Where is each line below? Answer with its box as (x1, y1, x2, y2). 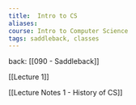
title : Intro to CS (8, 11, 79, 20)
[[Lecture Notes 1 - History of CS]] (8, 88, 123, 98)
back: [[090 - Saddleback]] (8, 57, 100, 66)
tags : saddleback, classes (8, 34, 100, 43)
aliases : (8, 19, 38, 27)
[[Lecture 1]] (8, 72, 50, 82)
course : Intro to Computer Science (8, 27, 129, 35)
